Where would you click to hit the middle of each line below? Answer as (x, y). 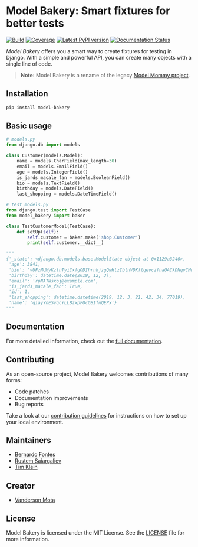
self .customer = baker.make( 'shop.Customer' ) (84, 237)
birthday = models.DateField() (55, 188)
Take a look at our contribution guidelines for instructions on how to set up (96, 415)
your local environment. (35, 422)
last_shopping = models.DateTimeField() (67, 194)
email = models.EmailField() (52, 167)
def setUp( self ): (38, 232)
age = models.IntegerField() (52, 172)
